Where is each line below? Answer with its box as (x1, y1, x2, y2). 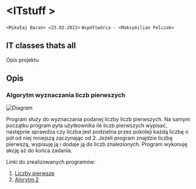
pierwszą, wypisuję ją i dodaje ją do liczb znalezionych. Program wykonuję (6, 141, 188, 148)
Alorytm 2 (14, 176, 40, 183)
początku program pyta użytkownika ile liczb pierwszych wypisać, (6, 122, 168, 129)
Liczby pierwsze (14, 170, 55, 177)
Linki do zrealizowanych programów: (6, 158, 96, 165)
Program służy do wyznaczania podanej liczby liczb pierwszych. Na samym (6, 116, 190, 123)
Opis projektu (6, 56, 40, 63)
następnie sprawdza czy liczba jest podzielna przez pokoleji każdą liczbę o (6, 128, 189, 135)
